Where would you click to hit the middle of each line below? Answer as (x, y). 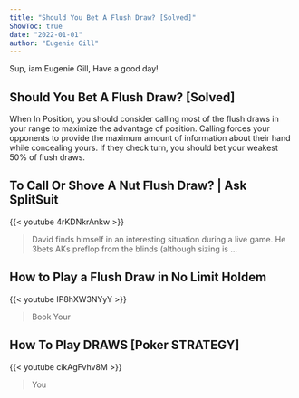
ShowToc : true (36, 26)
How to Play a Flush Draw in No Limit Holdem (138, 277)
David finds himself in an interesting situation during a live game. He (159, 239)
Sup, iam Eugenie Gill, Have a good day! (84, 69)
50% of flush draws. (48, 157)
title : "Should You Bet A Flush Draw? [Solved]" (103, 18)
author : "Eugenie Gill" (54, 43)
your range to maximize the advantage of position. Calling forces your (140, 128)
